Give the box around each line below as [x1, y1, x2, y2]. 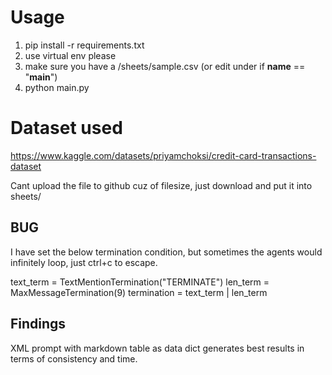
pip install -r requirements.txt [24, 39, 145, 51]
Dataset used [10, 117, 123, 140]
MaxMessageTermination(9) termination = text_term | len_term [10, 286, 268, 298]
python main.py [24, 81, 90, 93]
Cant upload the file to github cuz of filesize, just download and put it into [10, 179, 313, 191]
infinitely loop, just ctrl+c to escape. [10, 256, 158, 268]
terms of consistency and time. [10, 352, 138, 365]
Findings [10, 316, 67, 333]
